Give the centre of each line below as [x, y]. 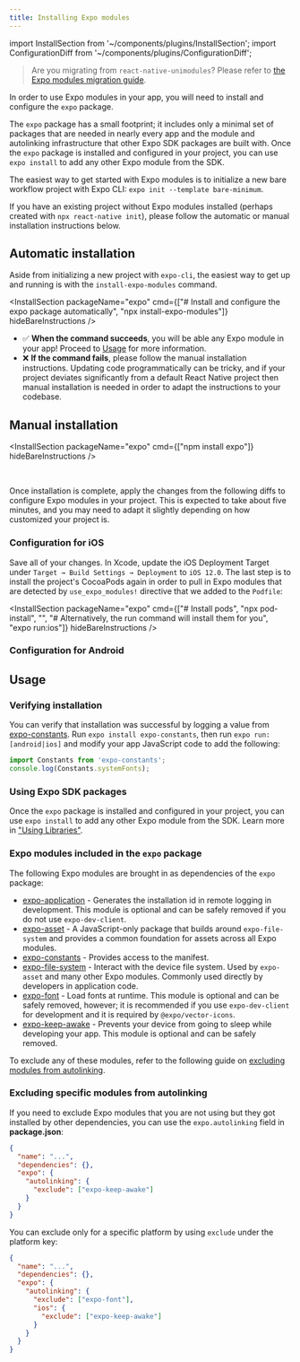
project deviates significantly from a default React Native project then [150, 378]
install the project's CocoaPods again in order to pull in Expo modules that [146, 581]
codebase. [42, 397]
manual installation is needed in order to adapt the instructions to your [151, 388]
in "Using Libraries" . [46, 830]
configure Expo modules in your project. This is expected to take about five [148, 501]
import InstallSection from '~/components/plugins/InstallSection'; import [143, 43]
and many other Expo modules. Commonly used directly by [154, 976]
